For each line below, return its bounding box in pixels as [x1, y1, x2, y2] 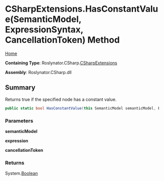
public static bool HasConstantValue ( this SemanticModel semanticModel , [5, 106, 156, 110]
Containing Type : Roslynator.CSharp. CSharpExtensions [5, 60, 118, 66]
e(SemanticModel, [5, 14, 82, 25]
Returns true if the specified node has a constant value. [5, 96, 117, 102]
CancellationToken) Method [5, 35, 120, 46]
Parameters [5, 117, 33, 124]
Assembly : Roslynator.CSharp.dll [5, 69, 72, 75]
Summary [5, 84, 36, 92]
